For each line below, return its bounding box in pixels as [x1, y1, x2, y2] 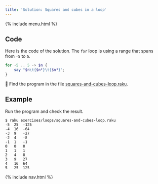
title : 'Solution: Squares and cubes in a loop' [5, 7, 107, 12]
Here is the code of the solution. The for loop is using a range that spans [5, 48, 154, 54]
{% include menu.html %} [5, 21, 58, 27]
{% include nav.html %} [5, 174, 53, 180]
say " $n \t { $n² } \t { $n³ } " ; [14, 68, 65, 73]
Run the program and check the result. [5, 108, 84, 114]
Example [5, 95, 33, 104]
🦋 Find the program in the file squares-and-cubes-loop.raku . [5, 81, 128, 87]
